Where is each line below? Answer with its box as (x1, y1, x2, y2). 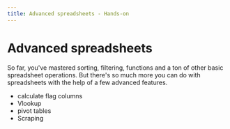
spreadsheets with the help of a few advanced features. (7, 78, 168, 86)
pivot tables (17, 106, 52, 115)
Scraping (17, 114, 44, 122)
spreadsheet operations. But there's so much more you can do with (7, 70, 201, 79)
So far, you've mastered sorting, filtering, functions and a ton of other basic (7, 63, 224, 72)
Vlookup (17, 99, 42, 107)
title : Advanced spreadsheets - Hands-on (7, 10, 130, 17)
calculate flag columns (17, 91, 83, 100)
